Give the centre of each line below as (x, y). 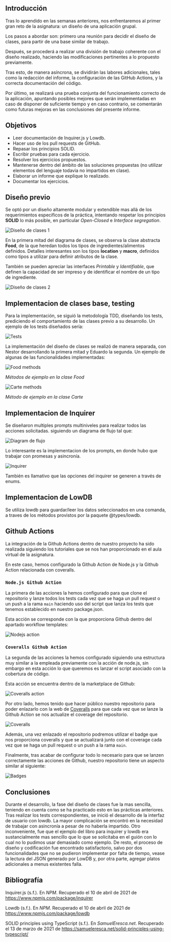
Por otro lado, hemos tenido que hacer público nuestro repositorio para (80, 704)
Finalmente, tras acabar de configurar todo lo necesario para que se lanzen (85, 755)
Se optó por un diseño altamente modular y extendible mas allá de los (79, 210)
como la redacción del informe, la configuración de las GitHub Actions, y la (84, 78)
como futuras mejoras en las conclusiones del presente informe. (73, 109)
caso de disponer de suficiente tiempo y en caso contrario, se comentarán (84, 104)
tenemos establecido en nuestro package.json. (55, 609)
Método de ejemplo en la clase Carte (44, 397)
